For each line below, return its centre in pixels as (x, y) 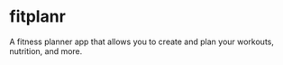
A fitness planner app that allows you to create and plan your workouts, (142, 42)
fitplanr (37, 17)
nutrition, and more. (46, 51)
